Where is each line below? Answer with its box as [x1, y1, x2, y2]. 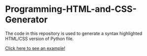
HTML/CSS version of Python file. [5, 36, 74, 42]
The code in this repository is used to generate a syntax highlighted [5, 30, 143, 36]
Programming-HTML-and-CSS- [5, 3, 137, 15]
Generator [5, 14, 48, 25]
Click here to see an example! [5, 45, 66, 51]
